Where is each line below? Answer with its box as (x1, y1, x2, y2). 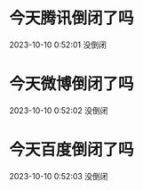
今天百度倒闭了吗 (9, 140, 135, 161)
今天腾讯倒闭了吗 (9, 8, 135, 29)
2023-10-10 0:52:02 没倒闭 (9, 104, 108, 116)
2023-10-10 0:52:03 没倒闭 (9, 170, 108, 181)
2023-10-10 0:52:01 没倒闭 (9, 39, 107, 50)
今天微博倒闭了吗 (9, 74, 135, 95)
